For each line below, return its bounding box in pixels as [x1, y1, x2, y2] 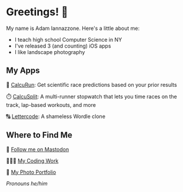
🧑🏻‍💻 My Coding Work [6, 157, 59, 164]
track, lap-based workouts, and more [6, 101, 96, 108]
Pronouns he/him [6, 180, 48, 187]
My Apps [6, 66, 40, 76]
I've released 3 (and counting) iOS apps [14, 42, 111, 49]
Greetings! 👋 [6, 5, 69, 19]
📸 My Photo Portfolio [6, 169, 56, 176]
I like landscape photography [14, 48, 85, 55]
